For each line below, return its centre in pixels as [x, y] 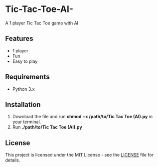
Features [19, 39]
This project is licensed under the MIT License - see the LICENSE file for [79, 155]
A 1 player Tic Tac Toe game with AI [42, 23]
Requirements [27, 77]
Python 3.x [23, 89]
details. [13, 160]
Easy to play [25, 61]
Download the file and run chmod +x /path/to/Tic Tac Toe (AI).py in [82, 117]
